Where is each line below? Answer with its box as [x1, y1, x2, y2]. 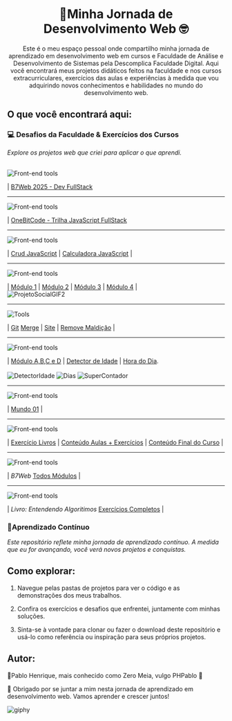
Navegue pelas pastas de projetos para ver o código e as [17, 584, 180, 592]
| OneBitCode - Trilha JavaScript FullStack [7, 216, 128, 224]
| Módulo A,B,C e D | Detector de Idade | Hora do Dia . [7, 356, 159, 365]
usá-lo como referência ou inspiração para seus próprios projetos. [17, 632, 206, 641]
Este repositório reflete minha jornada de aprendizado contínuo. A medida [7, 537, 220, 546]
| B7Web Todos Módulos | [7, 471, 81, 480]
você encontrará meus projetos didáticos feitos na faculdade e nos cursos [10, 66, 222, 75]
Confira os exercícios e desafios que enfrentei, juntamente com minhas [17, 605, 221, 613]
